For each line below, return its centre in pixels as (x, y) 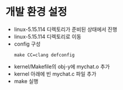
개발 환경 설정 (36, 12)
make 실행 (26, 81)
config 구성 (27, 44)
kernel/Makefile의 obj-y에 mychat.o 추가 (62, 66)
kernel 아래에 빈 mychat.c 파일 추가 (55, 74)
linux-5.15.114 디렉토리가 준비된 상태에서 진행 (66, 29)
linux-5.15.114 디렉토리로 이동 (47, 36)
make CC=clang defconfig (44, 55)
